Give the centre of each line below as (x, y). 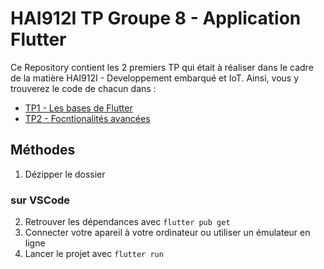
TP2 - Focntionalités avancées (87, 118)
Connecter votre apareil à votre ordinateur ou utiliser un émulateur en (167, 233)
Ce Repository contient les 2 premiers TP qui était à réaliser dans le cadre (162, 67)
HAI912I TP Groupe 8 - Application (156, 18)
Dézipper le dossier (65, 174)
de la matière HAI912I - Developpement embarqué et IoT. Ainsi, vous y (154, 78)
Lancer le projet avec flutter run (94, 254)
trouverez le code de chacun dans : (83, 88)
